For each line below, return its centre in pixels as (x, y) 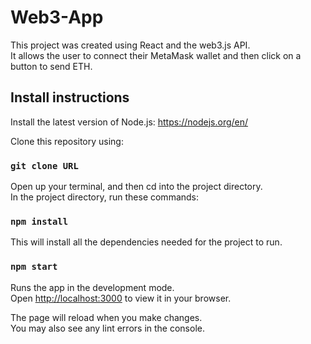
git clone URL (44, 165)
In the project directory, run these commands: (105, 197)
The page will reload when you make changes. (106, 317)
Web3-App (57, 17)
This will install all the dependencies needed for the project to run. (146, 242)
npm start (34, 267)
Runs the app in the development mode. (92, 287)
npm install (39, 221)
